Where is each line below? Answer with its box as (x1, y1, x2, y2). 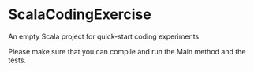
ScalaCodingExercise (8, 6, 151, 24)
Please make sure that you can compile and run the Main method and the (8, 47, 246, 56)
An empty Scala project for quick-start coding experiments (8, 32, 200, 41)
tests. (8, 55, 26, 65)
